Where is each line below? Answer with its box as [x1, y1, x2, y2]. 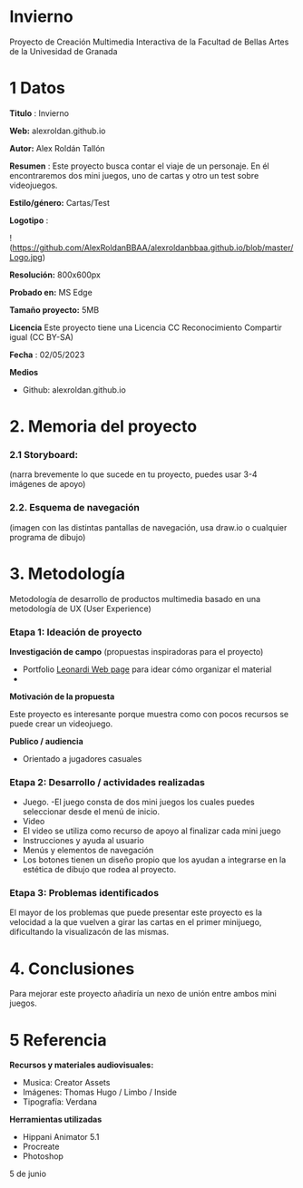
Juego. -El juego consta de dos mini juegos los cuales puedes [22, 796, 256, 808]
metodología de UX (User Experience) [9, 603, 151, 614]
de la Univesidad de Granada [9, 45, 118, 56]
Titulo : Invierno [9, 107, 70, 119]
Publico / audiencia [9, 735, 83, 746]
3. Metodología [9, 563, 125, 584]
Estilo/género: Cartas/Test [9, 197, 111, 208]
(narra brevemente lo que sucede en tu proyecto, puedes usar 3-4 [9, 469, 258, 480]
